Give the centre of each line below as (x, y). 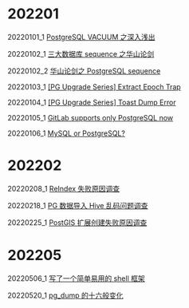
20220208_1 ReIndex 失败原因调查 (64, 188)
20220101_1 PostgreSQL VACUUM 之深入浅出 (81, 37)
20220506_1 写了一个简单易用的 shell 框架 (76, 278)
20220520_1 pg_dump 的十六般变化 (65, 295)
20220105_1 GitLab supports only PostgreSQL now (91, 117)
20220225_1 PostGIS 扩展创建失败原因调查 (77, 222)
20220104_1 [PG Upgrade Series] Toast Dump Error (92, 102)
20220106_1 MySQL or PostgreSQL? (66, 133)
